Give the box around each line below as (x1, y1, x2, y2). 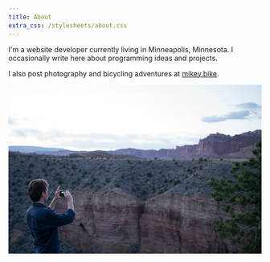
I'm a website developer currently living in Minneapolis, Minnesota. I (8, 44, 234, 54)
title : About (8, 13, 52, 21)
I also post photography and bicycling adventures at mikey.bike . (8, 68, 219, 78)
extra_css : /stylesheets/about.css (8, 21, 128, 30)
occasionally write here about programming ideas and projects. (8, 53, 219, 63)
